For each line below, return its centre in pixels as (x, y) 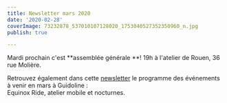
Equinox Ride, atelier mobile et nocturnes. (66, 93)
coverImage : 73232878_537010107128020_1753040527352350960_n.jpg (102, 26)
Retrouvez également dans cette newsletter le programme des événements (113, 78)
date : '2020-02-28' (35, 20)
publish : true (28, 32)
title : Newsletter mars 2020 (49, 13)
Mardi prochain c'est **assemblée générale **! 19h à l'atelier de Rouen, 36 (113, 58)
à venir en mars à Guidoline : (47, 85)
